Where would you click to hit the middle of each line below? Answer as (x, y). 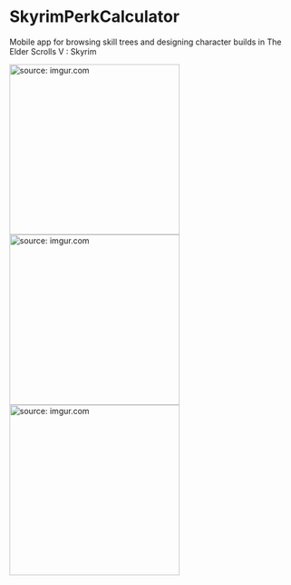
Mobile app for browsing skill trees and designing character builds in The (145, 42)
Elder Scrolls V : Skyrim (53, 51)
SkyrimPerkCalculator (94, 17)
